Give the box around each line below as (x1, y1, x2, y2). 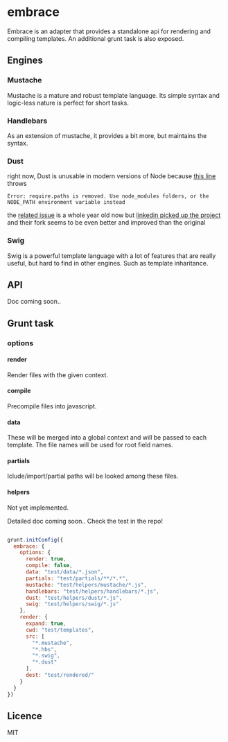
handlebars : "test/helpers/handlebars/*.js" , (25, 587, 159, 595)
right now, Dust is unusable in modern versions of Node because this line (7, 172, 216, 180)
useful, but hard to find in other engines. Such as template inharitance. (7, 259, 209, 267)
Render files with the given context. (7, 370, 109, 379)
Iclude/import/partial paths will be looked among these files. (7, 472, 179, 481)
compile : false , (25, 562, 73, 569)
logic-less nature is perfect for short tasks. (7, 98, 130, 107)
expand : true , (25, 620, 67, 628)
